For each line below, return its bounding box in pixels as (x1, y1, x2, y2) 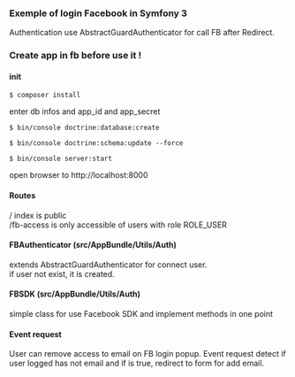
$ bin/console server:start (9, 154, 113, 164)
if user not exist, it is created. (9, 268, 115, 279)
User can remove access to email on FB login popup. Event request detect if (9, 349, 286, 359)
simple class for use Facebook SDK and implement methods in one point (9, 309, 274, 319)
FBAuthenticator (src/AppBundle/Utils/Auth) (9, 240, 177, 250)
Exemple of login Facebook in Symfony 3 (9, 7, 188, 19)
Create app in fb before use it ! (9, 50, 142, 62)
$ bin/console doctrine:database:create (9, 123, 161, 133)
